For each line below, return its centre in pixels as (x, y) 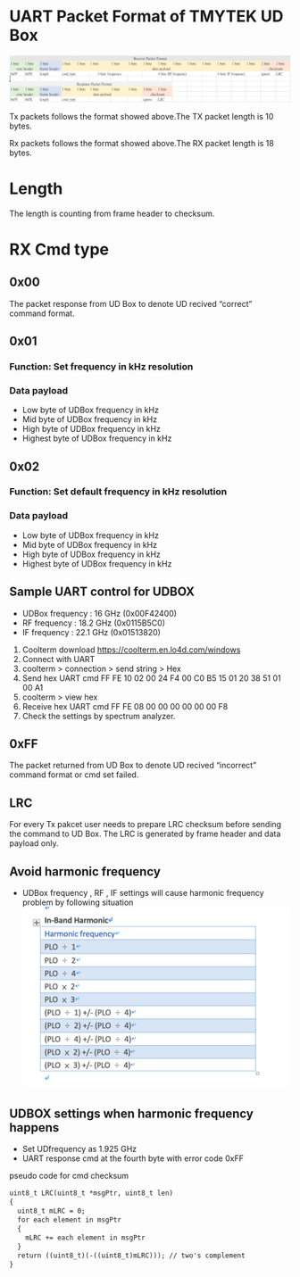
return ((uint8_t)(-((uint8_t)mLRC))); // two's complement (131, 1256)
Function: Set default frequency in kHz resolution (118, 492)
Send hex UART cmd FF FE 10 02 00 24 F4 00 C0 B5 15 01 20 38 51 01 (151, 678)
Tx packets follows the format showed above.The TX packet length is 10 (142, 116)
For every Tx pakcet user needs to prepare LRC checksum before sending (146, 825)
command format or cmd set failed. (74, 775)
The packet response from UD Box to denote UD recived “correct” (131, 303)
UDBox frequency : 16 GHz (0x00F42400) (99, 613)
